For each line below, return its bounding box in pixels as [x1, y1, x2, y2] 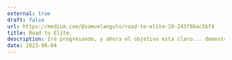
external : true [7, 10, 51, 17]
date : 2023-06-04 [7, 42, 57, 49]
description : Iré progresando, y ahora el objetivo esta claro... [7, 36, 202, 43]
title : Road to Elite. [7, 29, 72, 37]
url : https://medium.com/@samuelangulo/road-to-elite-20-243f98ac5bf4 [7, 23, 215, 30]
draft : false [7, 17, 45, 23]
